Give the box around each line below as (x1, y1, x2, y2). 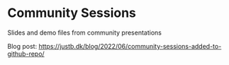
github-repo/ (7, 49, 45, 58)
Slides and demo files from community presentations (7, 28, 162, 37)
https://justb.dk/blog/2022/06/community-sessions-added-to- (38, 42, 222, 50)
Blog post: (7, 42, 38, 50)
